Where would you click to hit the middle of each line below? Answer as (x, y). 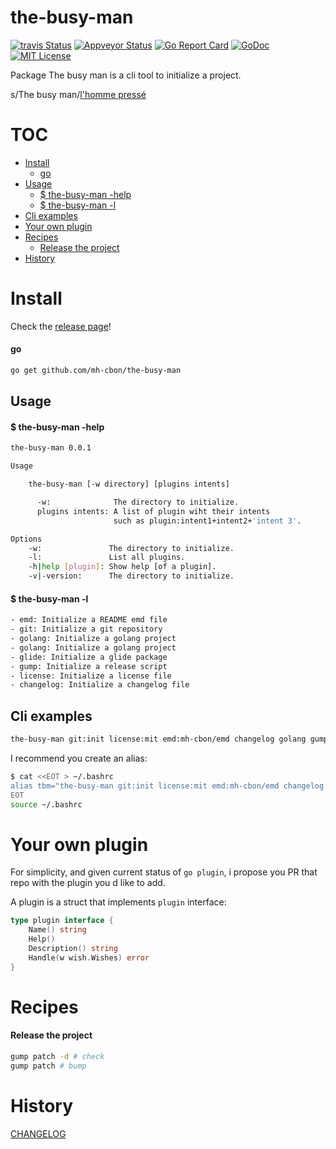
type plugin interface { (62, 921)
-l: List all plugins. (107, 557)
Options (26, 539)
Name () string (57, 930)
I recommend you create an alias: (79, 758)
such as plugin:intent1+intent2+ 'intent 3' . (207, 521)
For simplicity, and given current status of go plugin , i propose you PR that (164, 872)
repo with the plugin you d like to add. (88, 883)
